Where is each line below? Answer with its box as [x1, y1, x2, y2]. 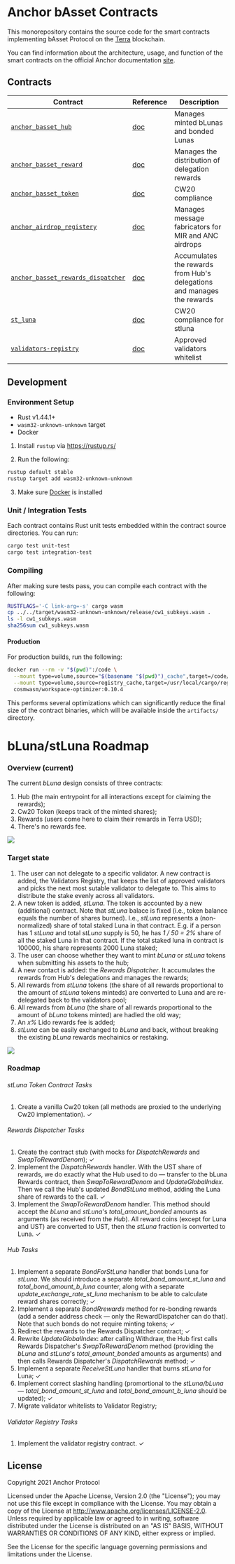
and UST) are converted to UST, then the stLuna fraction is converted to [17, 1222, 226, 1230]
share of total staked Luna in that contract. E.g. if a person [53, 921, 222, 930]
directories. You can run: [7, 529, 78, 537]
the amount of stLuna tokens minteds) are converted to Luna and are [17, 988, 216, 996]
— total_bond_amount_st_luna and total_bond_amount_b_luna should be [17, 1387, 227, 1395]
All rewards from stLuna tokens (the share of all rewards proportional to [17, 981, 224, 989]
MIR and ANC [173, 231, 219, 240]
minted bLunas [173, 117, 223, 127]
